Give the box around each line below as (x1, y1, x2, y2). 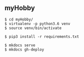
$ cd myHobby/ (4, 17, 34, 22)
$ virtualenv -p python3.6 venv (4, 21, 70, 26)
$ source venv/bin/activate (4, 26, 62, 30)
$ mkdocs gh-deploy (4, 47, 44, 52)
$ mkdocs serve (4, 43, 36, 48)
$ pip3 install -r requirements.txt (4, 34, 79, 39)
